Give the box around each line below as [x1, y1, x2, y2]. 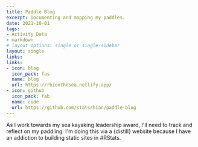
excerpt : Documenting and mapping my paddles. [6, 15, 126, 21]
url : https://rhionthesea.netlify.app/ [11, 82, 112, 88]
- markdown [6, 37, 34, 43]
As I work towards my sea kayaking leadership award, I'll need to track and [6, 121, 193, 128]
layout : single [6, 48, 45, 54]
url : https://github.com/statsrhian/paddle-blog [11, 104, 136, 111]
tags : [6, 25, 20, 32]
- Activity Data [6, 31, 47, 38]
